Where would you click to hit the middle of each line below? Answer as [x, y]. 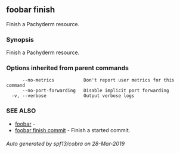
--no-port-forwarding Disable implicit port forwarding [95, 91]
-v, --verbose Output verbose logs [73, 96]
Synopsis [20, 39]
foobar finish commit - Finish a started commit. [72, 130]
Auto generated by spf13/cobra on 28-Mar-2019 [66, 144]
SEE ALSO [21, 111]
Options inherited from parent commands [68, 68]
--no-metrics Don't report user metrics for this [98, 80]
